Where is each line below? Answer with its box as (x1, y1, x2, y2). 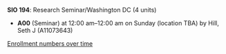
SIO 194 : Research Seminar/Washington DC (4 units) (7, 6, 157, 14)
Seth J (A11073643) (17, 27, 73, 34)
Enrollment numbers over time (7, 40, 93, 47)
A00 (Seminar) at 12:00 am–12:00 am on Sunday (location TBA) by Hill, (17, 19, 219, 27)
